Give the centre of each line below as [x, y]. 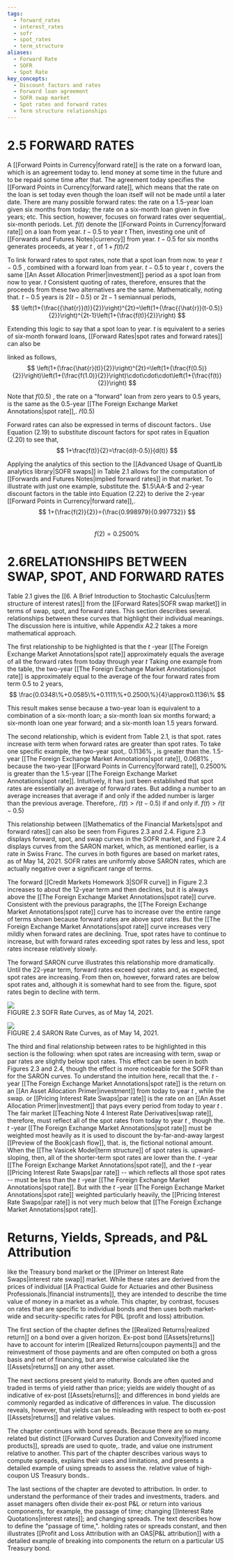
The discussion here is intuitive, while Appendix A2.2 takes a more [102, 626]
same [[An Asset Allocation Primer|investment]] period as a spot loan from [114, 274]
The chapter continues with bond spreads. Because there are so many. [109, 1431]
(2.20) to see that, [33, 439]
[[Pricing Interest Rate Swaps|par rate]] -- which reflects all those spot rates [116, 1172]
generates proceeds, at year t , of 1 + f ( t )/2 [68, 246]
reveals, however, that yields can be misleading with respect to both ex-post [117, 1410]
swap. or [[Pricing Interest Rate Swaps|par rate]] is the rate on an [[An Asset [117, 1098]
